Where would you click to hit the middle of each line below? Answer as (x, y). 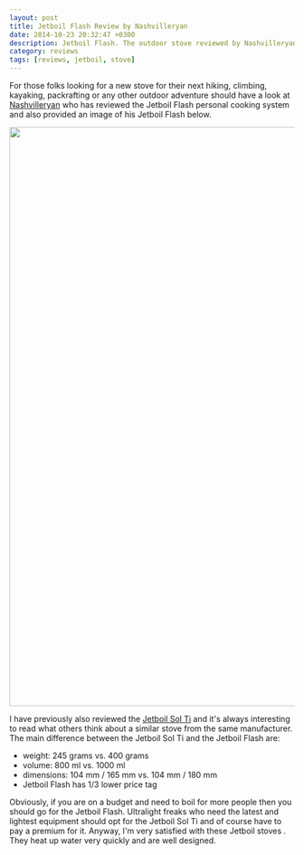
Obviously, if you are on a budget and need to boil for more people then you (151, 802)
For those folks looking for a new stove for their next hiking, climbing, (138, 85)
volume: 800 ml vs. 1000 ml (74, 765)
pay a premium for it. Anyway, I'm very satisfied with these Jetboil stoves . (148, 831)
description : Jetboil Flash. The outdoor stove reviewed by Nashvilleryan (153, 43)
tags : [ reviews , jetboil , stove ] (72, 60)
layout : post (34, 18)
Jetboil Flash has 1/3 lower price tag (90, 784)
